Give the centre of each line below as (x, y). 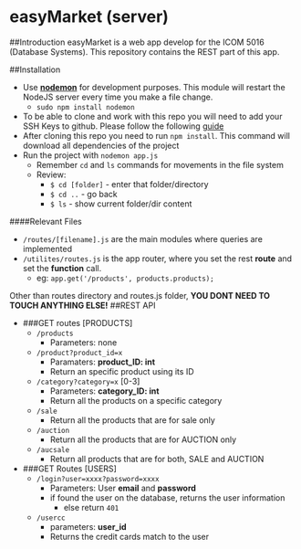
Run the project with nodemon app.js (90, 155)
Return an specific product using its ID (122, 371)
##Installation (35, 69)
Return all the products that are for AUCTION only (143, 439)
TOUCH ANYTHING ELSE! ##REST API (83, 305)
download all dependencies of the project (101, 145)
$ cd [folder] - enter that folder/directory (129, 184)
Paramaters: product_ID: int (103, 362)
